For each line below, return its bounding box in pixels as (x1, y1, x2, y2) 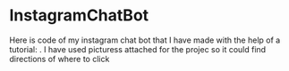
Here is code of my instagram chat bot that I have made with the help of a (9, 35, 281, 45)
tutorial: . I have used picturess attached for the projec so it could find (9, 43, 267, 54)
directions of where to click (9, 53, 110, 64)
